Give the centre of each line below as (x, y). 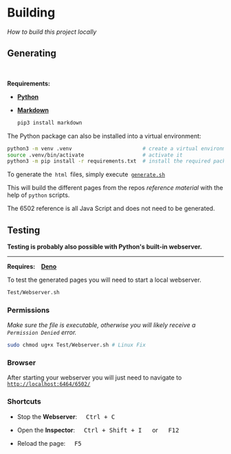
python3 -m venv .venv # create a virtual (102, 148)
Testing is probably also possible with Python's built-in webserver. (105, 247)
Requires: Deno (32, 267)
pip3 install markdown (49, 123)
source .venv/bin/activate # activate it (95, 155)
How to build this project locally (52, 32)
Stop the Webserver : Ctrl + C (66, 416)
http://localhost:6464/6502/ (49, 384)
